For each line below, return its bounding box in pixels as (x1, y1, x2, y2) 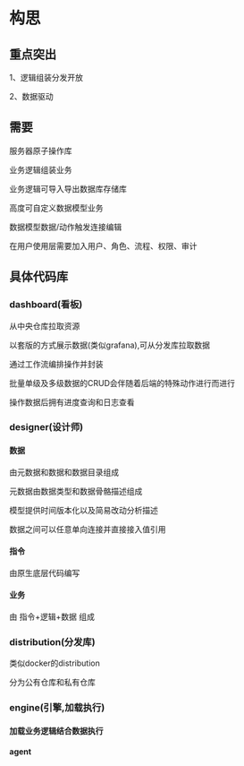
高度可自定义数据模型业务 (9, 202, 104, 213)
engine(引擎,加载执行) (9, 701, 105, 714)
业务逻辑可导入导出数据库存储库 (9, 183, 127, 194)
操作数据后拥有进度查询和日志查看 (9, 396, 135, 408)
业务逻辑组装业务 (9, 164, 72, 175)
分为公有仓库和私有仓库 (9, 677, 96, 688)
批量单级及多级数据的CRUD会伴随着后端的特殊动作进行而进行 (9, 377, 235, 388)
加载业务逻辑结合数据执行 (9, 725, 104, 736)
